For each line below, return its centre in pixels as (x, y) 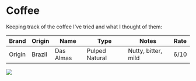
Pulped (96, 50)
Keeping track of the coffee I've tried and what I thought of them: (84, 27)
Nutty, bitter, (145, 50)
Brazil (40, 54)
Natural (97, 58)
